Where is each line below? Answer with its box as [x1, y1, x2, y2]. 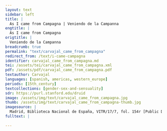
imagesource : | [5, 105, 37, 110]
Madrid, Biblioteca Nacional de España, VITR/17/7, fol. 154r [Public [9, 109, 159, 115]
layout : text [5, 7, 32, 12]
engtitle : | [5, 26, 30, 31]
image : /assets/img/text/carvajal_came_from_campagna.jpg [5, 95, 128, 100]
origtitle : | [5, 35, 32, 40]
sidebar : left [5, 12, 35, 17]
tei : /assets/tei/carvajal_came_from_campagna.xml [5, 63, 112, 68]
